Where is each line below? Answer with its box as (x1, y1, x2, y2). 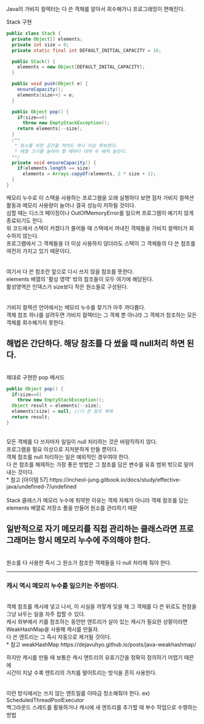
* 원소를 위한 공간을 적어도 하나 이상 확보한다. (14, 142, 118, 149)
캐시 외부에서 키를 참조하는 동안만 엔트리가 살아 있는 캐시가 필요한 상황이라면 (6, 617, 188, 625)
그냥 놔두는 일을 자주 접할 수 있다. (6, 610, 86, 617)
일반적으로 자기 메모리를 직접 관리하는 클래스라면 (6, 524, 177, 534)
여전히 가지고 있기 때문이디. (6, 247, 72, 255)
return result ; (12, 414, 50, 420)
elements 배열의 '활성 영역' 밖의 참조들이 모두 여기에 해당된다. (6, 275, 154, 283)
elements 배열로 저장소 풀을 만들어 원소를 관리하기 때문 (6, 504, 138, 511)
